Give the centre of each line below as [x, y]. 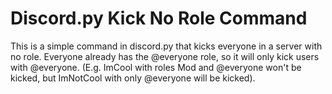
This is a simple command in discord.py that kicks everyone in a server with [166, 46]
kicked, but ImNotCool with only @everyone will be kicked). [133, 78]
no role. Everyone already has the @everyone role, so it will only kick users [165, 56]
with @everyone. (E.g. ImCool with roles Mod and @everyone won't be [156, 67]
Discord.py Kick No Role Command [159, 18]
